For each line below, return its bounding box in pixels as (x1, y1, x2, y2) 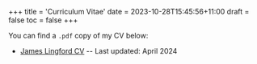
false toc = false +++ (8, 15, 78, 25)
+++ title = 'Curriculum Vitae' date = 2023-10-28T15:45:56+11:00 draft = (8, 7, 250, 16)
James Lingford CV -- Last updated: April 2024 (19, 46, 178, 55)
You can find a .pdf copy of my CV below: (8, 31, 149, 40)
